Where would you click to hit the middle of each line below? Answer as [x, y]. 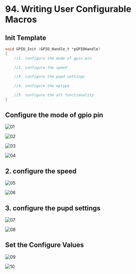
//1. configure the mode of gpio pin [53, 58]
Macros [21, 20]
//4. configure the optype [42, 86]
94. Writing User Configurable [68, 9]
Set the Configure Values [45, 245]
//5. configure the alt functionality [54, 95]
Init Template [26, 38]
